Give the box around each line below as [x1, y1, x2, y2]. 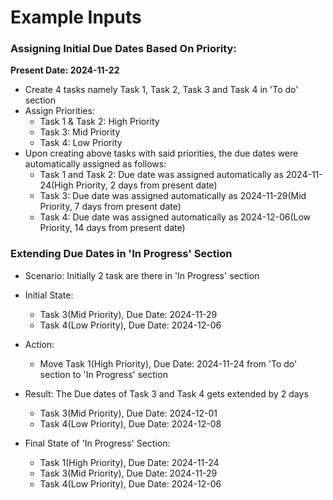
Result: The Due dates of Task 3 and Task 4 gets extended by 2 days [24, 387, 309, 400]
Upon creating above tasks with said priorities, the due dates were [24, 147, 299, 160]
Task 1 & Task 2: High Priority [39, 116, 160, 128]
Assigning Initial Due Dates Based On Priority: [10, 42, 237, 56]
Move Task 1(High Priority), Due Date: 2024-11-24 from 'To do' [39, 357, 298, 370]
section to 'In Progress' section [39, 368, 168, 380]
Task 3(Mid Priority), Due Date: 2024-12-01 [39, 407, 218, 419]
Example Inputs [10, 6, 142, 29]
